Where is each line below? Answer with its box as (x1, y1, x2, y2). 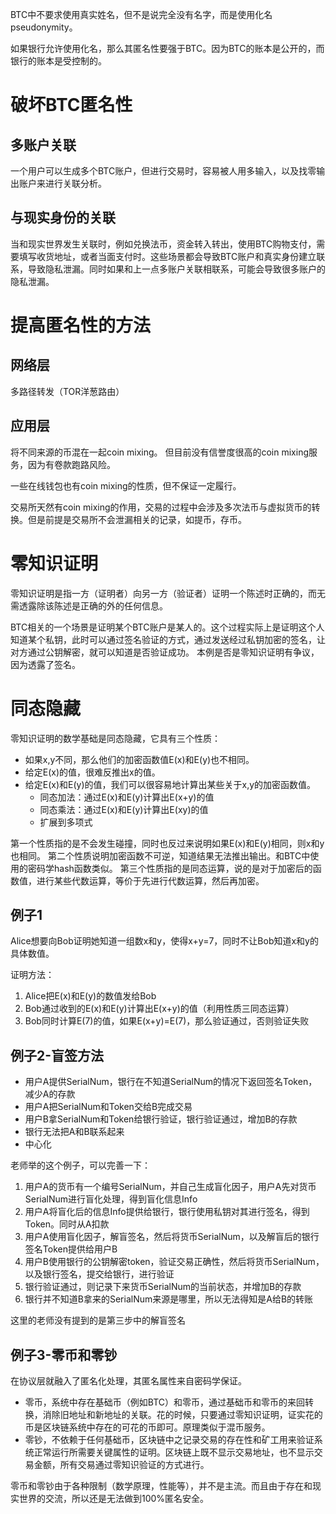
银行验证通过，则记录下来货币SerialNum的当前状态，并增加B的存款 (24, 1281, 302, 1293)
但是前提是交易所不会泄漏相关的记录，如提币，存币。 (27, 513, 247, 525)
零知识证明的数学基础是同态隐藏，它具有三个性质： (10, 732, 221, 744)
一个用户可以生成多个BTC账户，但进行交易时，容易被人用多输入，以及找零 (10, 165, 317, 177)
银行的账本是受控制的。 (10, 55, 107, 67)
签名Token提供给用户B (24, 1243, 118, 1255)
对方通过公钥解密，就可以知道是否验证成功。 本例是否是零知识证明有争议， (10, 646, 320, 658)
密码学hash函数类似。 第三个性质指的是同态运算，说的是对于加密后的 (27, 862, 313, 874)
